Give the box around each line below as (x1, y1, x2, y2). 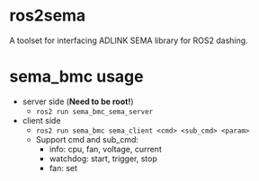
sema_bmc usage (9, 66, 144, 87)
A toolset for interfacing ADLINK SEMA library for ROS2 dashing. (9, 35, 249, 46)
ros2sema (9, 5, 86, 26)
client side (22, 115, 61, 125)
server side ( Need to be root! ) (22, 96, 134, 107)
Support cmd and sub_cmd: (35, 134, 139, 144)
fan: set (49, 162, 78, 173)
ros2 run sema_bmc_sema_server (35, 107, 154, 116)
